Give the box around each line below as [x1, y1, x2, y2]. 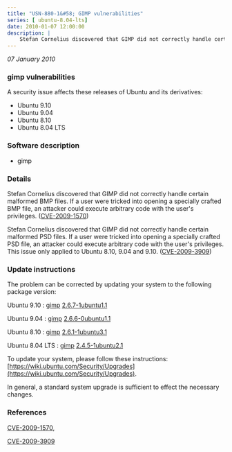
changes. [7, 390, 34, 399]
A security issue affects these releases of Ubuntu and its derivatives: [7, 88, 203, 96]
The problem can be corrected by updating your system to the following [7, 280, 212, 288]
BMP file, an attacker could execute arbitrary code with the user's [7, 205, 194, 213]
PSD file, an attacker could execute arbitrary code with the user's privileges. [7, 240, 224, 248]
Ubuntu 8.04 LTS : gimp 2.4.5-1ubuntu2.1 [7, 341, 124, 350]
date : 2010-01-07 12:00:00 [7, 23, 85, 30]
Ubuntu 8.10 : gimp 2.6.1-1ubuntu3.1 [7, 328, 107, 336]
